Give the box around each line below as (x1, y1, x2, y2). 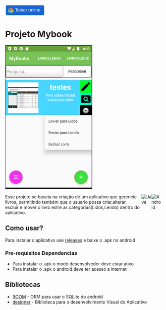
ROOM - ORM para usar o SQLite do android (12, 294, 103, 300)
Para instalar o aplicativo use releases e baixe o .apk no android (5, 237, 135, 243)
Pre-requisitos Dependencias (5, 249, 78, 256)
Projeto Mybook (5, 29, 72, 40)
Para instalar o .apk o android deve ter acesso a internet (12, 266, 127, 272)
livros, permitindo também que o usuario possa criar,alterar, (5, 199, 127, 205)
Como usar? (5, 224, 44, 232)
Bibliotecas (5, 281, 41, 289)
